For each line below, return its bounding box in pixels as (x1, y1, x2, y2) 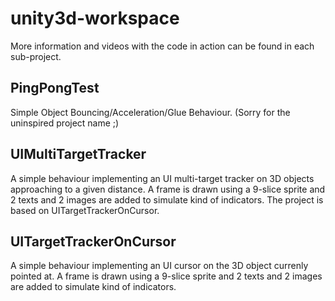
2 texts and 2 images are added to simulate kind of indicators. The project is (10, 193, 324, 206)
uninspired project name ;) (10, 117, 120, 129)
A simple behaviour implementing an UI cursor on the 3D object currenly (10, 260, 309, 272)
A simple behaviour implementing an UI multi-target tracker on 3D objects (10, 172, 315, 184)
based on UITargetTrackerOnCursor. (10, 204, 160, 216)
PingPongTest (10, 80, 100, 97)
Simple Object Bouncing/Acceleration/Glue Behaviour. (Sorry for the (10, 106, 291, 118)
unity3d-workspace (10, 7, 180, 30)
